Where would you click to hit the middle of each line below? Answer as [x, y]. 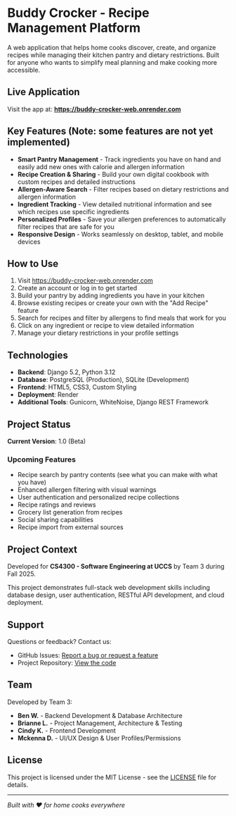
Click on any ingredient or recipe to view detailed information [106, 326]
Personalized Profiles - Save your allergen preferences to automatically [122, 219]
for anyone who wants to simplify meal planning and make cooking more [112, 62]
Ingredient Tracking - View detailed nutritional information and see [114, 204]
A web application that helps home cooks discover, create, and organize [112, 47]
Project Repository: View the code [67, 662]
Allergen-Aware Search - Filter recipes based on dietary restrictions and [123, 189]
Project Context [42, 549]
